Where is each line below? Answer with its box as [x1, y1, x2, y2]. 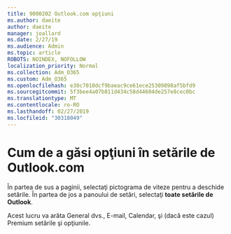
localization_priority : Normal [7, 62, 99, 69]
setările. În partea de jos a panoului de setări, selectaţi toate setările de [7, 190, 213, 198]
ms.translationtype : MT [7, 95, 77, 102]
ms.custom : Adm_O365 [7, 75, 68, 83]
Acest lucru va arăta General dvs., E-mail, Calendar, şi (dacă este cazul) [7, 211, 215, 219]
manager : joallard [7, 29, 61, 37]
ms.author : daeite [7, 17, 61, 24]
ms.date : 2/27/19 [7, 36, 58, 43]
